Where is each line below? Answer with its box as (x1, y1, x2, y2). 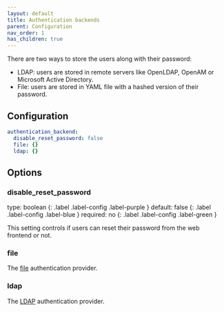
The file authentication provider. (7, 264, 98, 273)
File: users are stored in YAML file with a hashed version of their (17, 83, 199, 91)
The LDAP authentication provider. (7, 297, 105, 305)
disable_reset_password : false (13, 135, 103, 142)
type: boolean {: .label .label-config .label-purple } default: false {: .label (7, 203, 212, 211)
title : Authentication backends (7, 17, 100, 23)
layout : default (7, 10, 54, 17)
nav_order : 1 (7, 29, 45, 37)
